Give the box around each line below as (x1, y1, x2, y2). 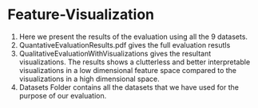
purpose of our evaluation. (18, 91, 107, 100)
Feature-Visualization (7, 6, 155, 24)
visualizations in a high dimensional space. (18, 74, 161, 83)
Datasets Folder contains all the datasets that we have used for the (18, 82, 239, 92)
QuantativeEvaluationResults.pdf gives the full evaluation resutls (18, 40, 231, 49)
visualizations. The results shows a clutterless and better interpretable (18, 57, 251, 67)
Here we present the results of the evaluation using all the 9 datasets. (18, 32, 248, 41)
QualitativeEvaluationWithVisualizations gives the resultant (18, 48, 212, 58)
